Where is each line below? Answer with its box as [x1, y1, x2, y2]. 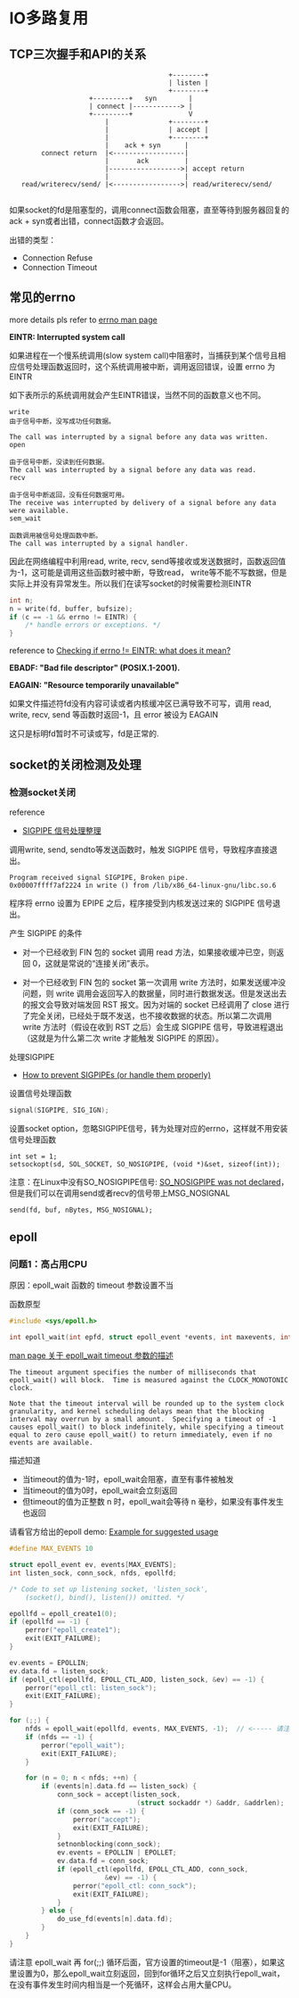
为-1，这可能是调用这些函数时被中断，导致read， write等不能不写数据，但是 [9, 567, 287, 577]
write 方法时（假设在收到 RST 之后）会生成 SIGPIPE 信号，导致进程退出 [21, 1021, 284, 1032]
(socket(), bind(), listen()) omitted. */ [25, 1593, 185, 1602]
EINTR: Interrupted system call [9, 331, 125, 342]
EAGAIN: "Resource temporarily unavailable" [9, 680, 180, 691]
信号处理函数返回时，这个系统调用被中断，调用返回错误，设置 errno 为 [16, 361, 276, 371]
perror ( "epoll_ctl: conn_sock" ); [72, 1881, 198, 1890]
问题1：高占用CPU [9, 1258, 87, 1271]
